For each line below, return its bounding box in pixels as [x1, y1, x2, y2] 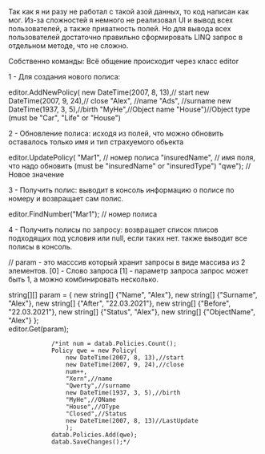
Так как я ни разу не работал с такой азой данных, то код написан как [8, 7, 250, 16]
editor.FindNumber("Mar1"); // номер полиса [8, 209, 158, 219]
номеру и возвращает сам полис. [8, 194, 124, 203]
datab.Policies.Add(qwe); [50, 431, 138, 439]
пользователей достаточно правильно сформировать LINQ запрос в [8, 32, 243, 42]
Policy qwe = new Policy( [50, 347, 138, 355]
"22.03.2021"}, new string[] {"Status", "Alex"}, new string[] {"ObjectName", [8, 307, 256, 316]
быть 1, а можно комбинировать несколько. [8, 274, 159, 284]
